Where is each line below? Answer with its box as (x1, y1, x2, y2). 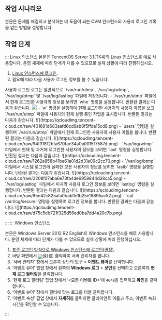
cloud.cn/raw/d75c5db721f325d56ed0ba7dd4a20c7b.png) (5, 210, 122, 216)
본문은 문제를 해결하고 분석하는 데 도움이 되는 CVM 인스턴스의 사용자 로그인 (5, 18, 148, 24)
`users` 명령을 (122, 123, 149, 129)
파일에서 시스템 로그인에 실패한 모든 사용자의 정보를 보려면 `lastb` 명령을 (5, 164, 141, 169)
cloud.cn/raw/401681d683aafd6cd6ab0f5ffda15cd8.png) (5, 123, 118, 129)
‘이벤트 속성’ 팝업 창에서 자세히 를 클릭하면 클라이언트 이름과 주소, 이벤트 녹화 (12, 295, 156, 301)
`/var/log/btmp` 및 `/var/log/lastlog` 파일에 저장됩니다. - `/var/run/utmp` (5, 93, 144, 99)
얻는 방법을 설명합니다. (10, 24, 53, 30)
